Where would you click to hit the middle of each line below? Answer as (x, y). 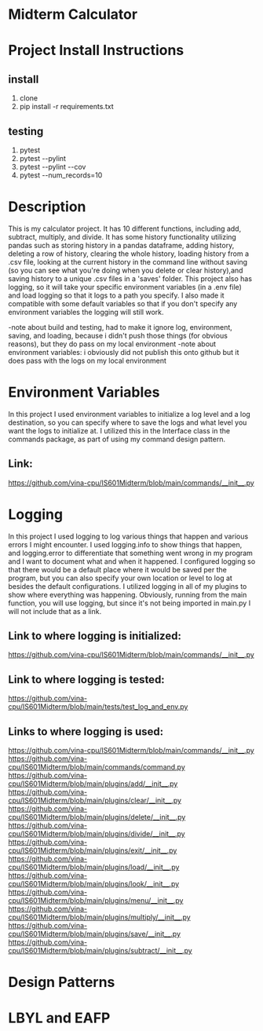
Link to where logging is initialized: (95, 636)
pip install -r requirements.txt (66, 107)
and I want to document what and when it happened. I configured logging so (132, 561)
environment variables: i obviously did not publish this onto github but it (124, 352)
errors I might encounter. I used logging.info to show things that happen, (125, 544)
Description (47, 207)
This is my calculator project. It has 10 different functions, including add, (125, 229)
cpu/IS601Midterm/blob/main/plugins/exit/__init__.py (93, 850)
